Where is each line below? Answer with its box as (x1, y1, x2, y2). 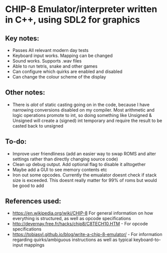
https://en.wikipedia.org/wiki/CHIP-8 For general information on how (12, 210, 154, 216)
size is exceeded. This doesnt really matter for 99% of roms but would (12, 177, 157, 183)
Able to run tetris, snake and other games (12, 63, 98, 69)
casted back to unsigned (12, 122, 64, 128)
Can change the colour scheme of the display (12, 74, 106, 79)
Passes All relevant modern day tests (12, 47, 89, 53)
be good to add (12, 182, 44, 188)
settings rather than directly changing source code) (12, 156, 118, 162)
